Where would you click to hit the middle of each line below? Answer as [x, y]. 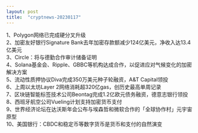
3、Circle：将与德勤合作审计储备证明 [52, 57]
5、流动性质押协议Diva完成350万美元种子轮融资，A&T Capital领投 [87, 79]
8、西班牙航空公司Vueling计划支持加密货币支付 [64, 102]
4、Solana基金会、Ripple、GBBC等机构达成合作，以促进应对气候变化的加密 [99, 64]
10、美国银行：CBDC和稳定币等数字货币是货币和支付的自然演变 [84, 124]
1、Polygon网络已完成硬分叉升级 [46, 35]
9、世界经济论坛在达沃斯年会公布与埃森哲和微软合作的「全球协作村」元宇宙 [99, 109]
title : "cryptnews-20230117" [44, 17]
